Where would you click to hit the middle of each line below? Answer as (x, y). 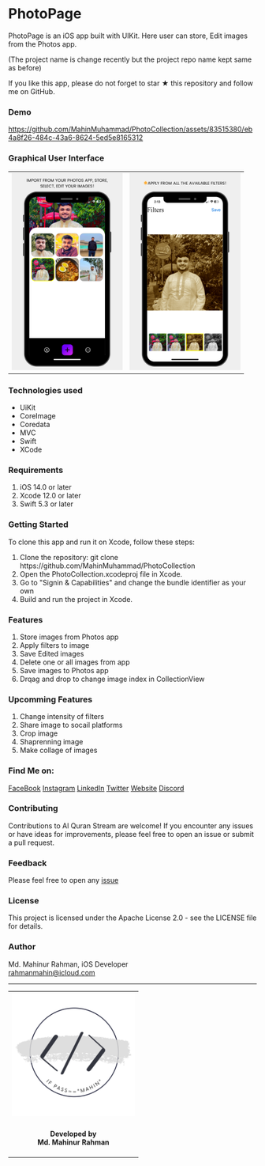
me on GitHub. (32, 91)
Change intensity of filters (62, 717)
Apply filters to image (54, 645)
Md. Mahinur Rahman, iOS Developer (68, 964)
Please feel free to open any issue (63, 880)
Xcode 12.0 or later (50, 496)
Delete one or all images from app (75, 662)
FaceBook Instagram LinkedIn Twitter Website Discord (96, 788)
